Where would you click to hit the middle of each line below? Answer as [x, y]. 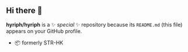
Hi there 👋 [24, 11]
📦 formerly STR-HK [39, 42]
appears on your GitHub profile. [44, 31]
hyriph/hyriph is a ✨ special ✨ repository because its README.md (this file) [94, 24]
